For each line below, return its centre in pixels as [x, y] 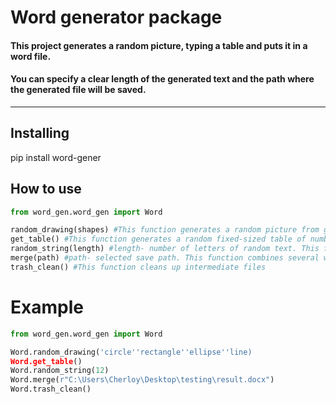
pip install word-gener [56, 157]
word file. [31, 56]
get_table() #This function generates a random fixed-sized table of [158, 239]
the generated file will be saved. [78, 90]
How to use [46, 189]
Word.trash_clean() [51, 389]
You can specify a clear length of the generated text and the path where [162, 79]
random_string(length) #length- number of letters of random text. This [165, 249]
